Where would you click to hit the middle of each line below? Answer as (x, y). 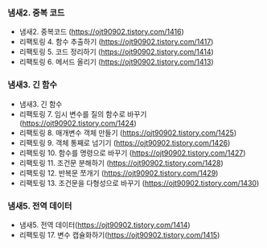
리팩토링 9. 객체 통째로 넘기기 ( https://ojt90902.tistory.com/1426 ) (125, 143)
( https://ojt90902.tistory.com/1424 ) (78, 123)
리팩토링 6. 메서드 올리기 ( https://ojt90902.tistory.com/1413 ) (116, 62)
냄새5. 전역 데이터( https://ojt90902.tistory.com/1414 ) (105, 225)
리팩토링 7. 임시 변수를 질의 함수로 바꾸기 (83, 114)
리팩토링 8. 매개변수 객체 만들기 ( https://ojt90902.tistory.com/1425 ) (128, 132)
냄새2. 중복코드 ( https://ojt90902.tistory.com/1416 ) (101, 32)
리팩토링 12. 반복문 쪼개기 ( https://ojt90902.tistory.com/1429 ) (119, 173)
